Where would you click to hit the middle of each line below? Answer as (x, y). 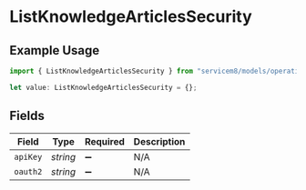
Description (159, 141)
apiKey (28, 157)
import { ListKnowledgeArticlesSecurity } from (102, 71)
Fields (27, 116)
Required (105, 141)
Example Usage (55, 50)
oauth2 (28, 171)
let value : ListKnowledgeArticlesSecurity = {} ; (103, 87)
